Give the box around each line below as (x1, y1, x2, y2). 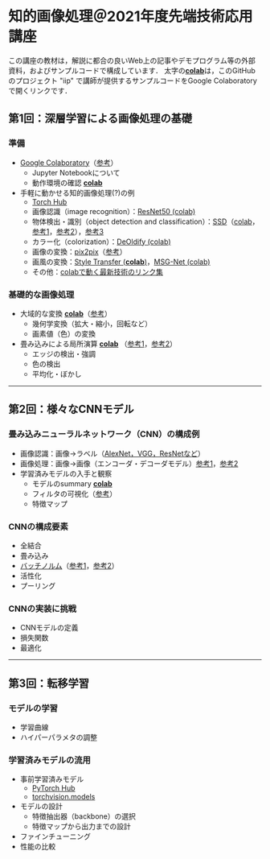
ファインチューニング (19, 832, 91, 841)
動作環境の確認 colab (31, 178, 103, 188)
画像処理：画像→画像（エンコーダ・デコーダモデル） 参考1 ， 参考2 (19, 458, 239, 468)
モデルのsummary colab (31, 478, 112, 488)
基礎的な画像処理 (8, 289, 75, 300)
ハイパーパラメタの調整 (19, 732, 98, 741)
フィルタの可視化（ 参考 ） (31, 489, 117, 498)
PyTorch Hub (31, 783, 76, 793)
